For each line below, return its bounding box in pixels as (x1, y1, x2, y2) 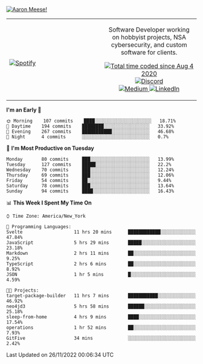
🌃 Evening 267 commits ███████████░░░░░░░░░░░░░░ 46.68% (6, 129, 174, 135)
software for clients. (120, 49, 178, 56)
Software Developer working (108, 25, 190, 33)
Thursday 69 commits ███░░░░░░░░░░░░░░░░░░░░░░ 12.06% (6, 172, 174, 178)
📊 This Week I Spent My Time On (6, 199, 92, 206)
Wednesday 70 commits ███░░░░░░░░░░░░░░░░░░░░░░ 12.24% (6, 167, 174, 173)
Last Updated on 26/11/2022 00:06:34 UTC (6, 351, 114, 358)
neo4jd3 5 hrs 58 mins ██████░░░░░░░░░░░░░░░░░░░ (6, 303, 196, 309)
